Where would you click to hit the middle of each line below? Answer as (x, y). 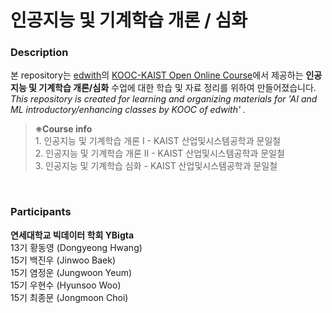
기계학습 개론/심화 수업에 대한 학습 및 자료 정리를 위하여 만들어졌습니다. (177, 88)
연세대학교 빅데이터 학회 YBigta (72, 235)
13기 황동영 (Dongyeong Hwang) (76, 247)
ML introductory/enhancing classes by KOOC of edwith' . (128, 110)
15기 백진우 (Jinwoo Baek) (63, 260)
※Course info (63, 129)
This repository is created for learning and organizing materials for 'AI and (164, 99)
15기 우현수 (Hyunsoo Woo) (66, 285)
